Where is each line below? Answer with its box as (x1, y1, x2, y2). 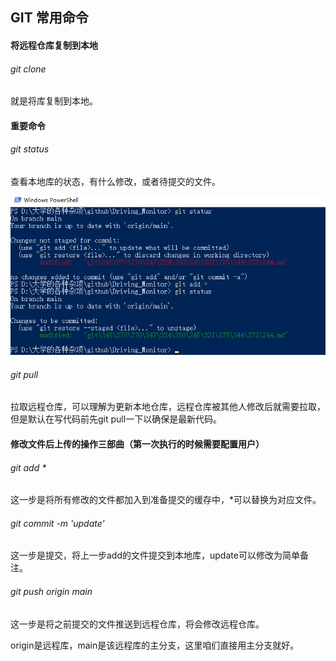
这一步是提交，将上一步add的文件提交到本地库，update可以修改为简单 (10, 549, 300, 562)
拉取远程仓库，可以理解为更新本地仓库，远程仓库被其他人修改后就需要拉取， (10, 401, 326, 413)
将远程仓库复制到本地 (10, 39, 98, 51)
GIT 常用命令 (10, 9, 89, 27)
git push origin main (10, 585, 93, 597)
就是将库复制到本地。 (10, 95, 98, 107)
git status (10, 143, 50, 155)
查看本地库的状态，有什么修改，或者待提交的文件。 (10, 175, 221, 187)
